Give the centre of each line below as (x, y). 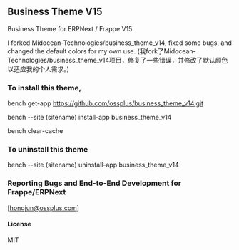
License (20, 224)
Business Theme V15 (55, 12)
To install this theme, (45, 88)
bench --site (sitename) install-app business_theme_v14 (90, 118)
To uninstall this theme (48, 150)
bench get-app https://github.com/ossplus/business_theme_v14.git (106, 103)
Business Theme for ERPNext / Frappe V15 (70, 28)
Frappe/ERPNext (37, 192)
